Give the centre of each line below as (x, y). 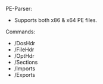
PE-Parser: (19, 9)
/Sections (26, 62)
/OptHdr (24, 56)
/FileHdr (24, 49)
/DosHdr (24, 43)
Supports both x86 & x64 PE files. (56, 20)
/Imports (25, 69)
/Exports (25, 75)
